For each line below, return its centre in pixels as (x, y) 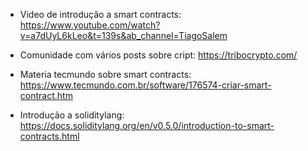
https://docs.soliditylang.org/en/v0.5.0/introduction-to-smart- (147, 125)
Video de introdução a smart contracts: (100, 14)
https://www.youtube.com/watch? (90, 25)
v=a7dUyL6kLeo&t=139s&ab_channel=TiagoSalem (123, 35)
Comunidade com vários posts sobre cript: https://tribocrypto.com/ (158, 55)
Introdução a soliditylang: (72, 115)
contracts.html (49, 136)
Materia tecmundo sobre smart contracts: (105, 74)
